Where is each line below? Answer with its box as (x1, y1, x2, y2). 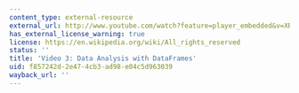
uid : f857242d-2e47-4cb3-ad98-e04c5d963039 (9, 63, 174, 72)
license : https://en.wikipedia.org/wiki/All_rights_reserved (9, 37, 241, 47)
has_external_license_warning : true (9, 29, 145, 38)
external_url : (9, 21, 62, 30)
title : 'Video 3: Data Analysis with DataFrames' (9, 54, 198, 63)
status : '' (9, 46, 50, 55)
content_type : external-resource (9, 12, 133, 22)
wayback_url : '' (9, 71, 69, 80)
